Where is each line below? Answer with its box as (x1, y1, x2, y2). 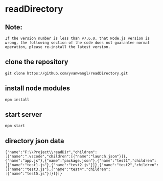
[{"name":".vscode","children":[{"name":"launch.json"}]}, (5, 154, 128, 159)
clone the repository (5, 58, 69, 66)
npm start (5, 124, 25, 129)
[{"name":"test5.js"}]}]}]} (5, 171, 63, 176)
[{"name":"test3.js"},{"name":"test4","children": (5, 167, 111, 172)
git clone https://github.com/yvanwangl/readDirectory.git (5, 71, 128, 76)
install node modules (5, 84, 70, 93)
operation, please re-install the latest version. (5, 45, 111, 50)
